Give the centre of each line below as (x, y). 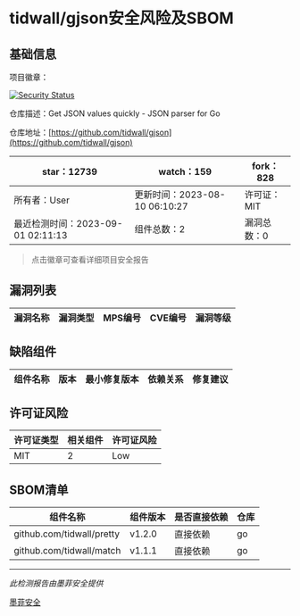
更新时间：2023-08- (180, 195)
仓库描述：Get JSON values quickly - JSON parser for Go (115, 113)
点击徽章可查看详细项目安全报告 (90, 259)
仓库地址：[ (30, 132)
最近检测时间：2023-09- (68, 224)
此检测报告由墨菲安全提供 (56, 583)
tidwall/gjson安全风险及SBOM (121, 18)
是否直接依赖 (201, 517)
